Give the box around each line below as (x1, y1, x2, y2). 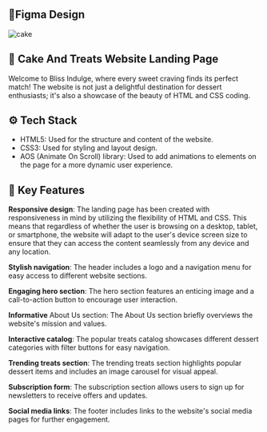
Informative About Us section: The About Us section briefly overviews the (8, 311, 253, 320)
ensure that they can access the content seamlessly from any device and (8, 239, 249, 248)
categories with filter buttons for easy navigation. (8, 343, 170, 352)
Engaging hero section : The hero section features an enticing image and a (8, 287, 254, 296)
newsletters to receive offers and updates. (8, 390, 148, 400)
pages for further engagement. (8, 414, 110, 424)
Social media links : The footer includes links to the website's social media (8, 406, 253, 416)
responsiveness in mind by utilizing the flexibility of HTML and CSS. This (8, 213, 247, 223)
